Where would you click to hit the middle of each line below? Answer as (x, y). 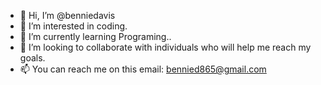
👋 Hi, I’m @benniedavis (67, 15)
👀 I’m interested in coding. (73, 26)
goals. (32, 58)
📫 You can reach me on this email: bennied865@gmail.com (143, 69)
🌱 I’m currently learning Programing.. (95, 36)
